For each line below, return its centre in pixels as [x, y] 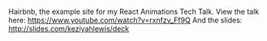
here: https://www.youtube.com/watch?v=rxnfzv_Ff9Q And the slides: [125, 20]
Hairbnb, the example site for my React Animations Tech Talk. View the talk [134, 12]
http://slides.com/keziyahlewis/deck [69, 29]
